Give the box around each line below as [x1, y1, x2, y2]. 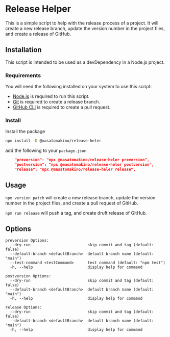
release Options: [5, 305, 42, 310]
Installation [5, 45, 42, 54]
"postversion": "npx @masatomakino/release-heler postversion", [14, 162, 154, 167]
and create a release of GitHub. [5, 31, 71, 37]
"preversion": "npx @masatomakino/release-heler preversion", [14, 158, 150, 163]
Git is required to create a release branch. [12, 99, 101, 105]
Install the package [5, 128, 45, 135]
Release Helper [5, 3, 71, 15]
